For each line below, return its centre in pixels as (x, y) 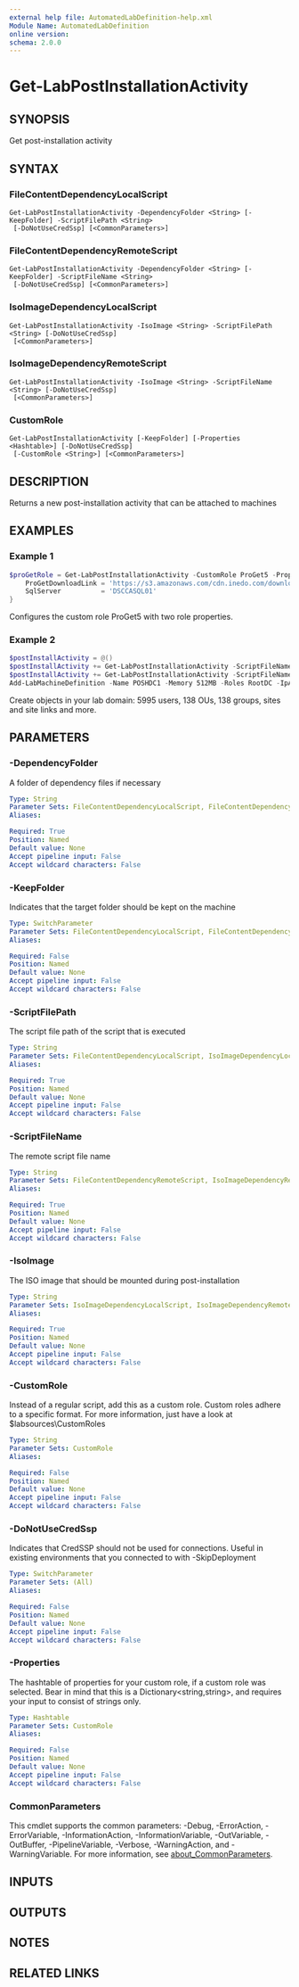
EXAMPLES (41, 531)
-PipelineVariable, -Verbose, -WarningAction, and (139, 1844)
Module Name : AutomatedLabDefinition (79, 26)
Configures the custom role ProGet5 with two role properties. (121, 617)
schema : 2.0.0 (36, 42)
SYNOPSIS (40, 119)
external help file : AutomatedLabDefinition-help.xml (111, 17)
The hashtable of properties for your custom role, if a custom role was (138, 1682)
